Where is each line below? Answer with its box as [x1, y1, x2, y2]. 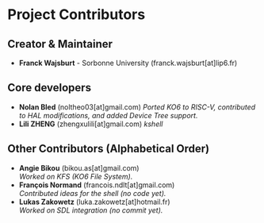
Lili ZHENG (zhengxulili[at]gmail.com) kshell [18, 119, 163, 129]
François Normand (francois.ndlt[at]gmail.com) [18, 180, 175, 190]
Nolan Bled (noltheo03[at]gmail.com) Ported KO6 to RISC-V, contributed [18, 102, 256, 112]
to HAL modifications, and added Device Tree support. [18, 110, 198, 120]
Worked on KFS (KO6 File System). [18, 171, 133, 181]
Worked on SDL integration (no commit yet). [18, 205, 163, 215]
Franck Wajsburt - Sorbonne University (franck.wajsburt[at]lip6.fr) [18, 58, 238, 67]
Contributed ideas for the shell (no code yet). [18, 188, 166, 198]
